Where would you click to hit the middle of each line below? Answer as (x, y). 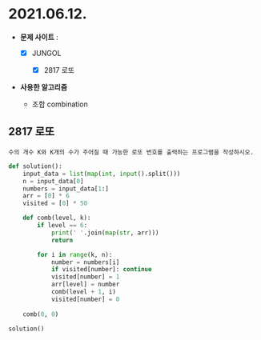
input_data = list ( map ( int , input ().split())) (102, 174)
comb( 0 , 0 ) (41, 314)
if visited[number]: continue (101, 270)
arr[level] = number (85, 285)
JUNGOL (46, 53)
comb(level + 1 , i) (83, 292)
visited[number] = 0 (85, 299)
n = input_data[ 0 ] (53, 181)
